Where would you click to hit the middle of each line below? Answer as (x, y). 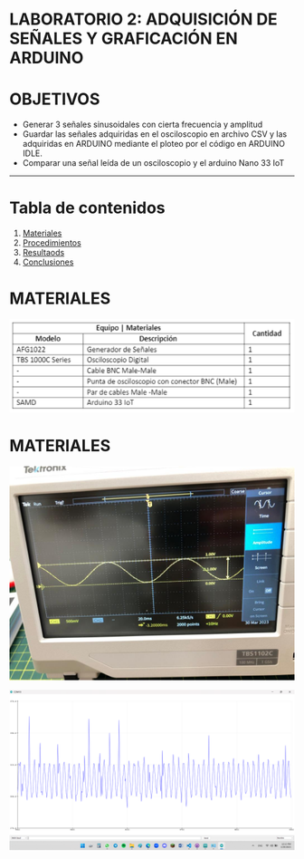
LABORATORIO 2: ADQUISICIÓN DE (143, 19)
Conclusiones (48, 262)
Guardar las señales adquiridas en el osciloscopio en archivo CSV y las (155, 134)
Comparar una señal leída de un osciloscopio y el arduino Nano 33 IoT (153, 163)
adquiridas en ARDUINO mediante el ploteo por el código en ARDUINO (153, 144)
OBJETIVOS (55, 99)
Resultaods (43, 253)
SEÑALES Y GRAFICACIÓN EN (123, 39)
